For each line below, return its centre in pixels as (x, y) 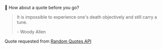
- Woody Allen (31, 32)
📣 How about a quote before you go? (42, 8)
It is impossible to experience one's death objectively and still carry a (87, 17)
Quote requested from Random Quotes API (48, 41)
